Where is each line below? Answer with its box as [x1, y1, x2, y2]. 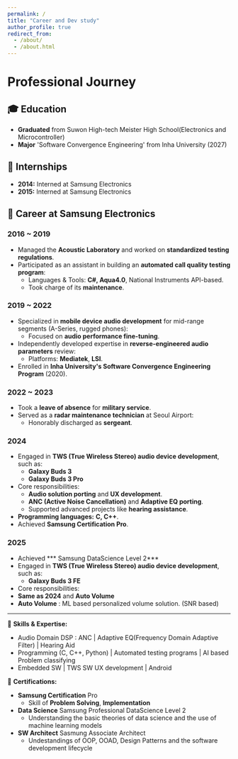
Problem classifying [17, 655, 76, 664]
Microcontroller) [17, 133, 65, 141]
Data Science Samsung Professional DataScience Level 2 [17, 706, 186, 714]
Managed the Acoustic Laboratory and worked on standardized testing [17, 245, 229, 254]
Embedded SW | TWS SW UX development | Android [17, 663, 172, 672]
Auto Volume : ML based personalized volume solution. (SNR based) [17, 599, 220, 607]
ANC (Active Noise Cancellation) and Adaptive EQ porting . [28, 497, 204, 506]
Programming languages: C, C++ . [17, 512, 119, 521]
